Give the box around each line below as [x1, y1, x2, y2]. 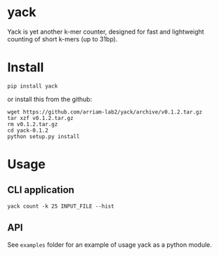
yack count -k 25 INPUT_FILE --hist [7, 203, 114, 210]
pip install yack [7, 82, 58, 90]
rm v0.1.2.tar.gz [7, 121, 58, 128]
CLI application [7, 184, 75, 196]
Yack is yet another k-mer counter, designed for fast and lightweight [7, 27, 205, 36]
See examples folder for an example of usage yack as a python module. [7, 240, 213, 249]
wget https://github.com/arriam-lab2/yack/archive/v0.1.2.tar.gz [7, 108, 202, 116]
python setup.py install [7, 133, 80, 140]
